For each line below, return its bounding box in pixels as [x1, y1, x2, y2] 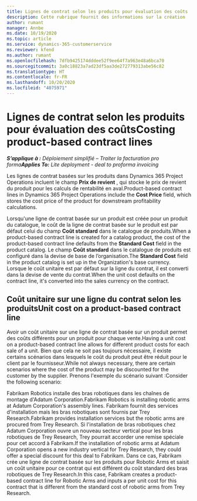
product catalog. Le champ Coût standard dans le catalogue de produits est [6, 246, 191, 253]
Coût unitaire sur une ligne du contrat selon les [6, 294, 181, 304]
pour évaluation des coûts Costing [6, 123, 175, 136]
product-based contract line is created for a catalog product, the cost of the [6, 233, 190, 241]
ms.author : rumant [6, 52, 52, 58]
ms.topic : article [6, 36, 52, 42]
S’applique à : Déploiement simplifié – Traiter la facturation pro [6, 154, 159, 162]
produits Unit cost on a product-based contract [6, 304, 181, 314]
